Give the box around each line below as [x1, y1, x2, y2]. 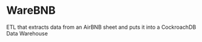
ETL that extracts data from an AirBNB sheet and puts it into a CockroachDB [6, 23, 197, 31]
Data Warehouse [6, 29, 49, 37]
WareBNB [6, 4, 56, 17]
